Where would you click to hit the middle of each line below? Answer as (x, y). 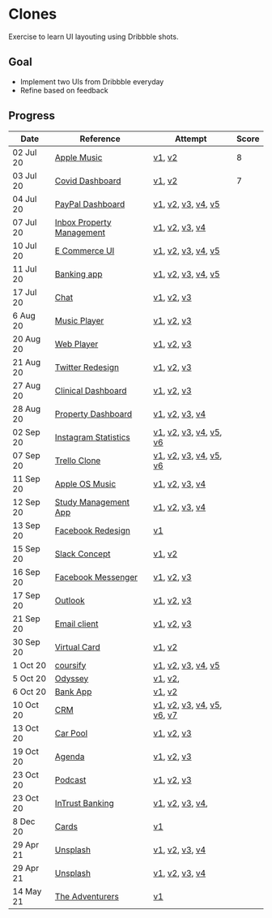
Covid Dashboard (88, 181)
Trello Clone (78, 461)
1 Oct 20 (30, 665)
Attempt (191, 139)
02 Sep (26, 432)
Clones (33, 14)
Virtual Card (78, 647)
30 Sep (26, 641)
